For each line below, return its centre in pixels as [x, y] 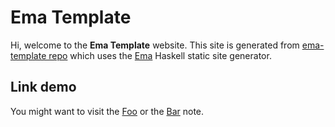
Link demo [43, 87]
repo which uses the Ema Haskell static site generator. [160, 55]
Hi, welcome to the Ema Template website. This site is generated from [155, 45]
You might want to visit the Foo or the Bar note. [107, 111]
